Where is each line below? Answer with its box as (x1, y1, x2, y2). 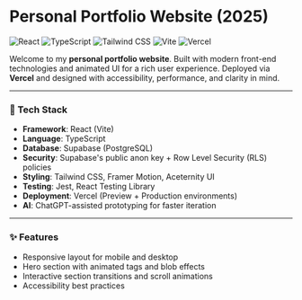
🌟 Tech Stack (9, 103, 68, 116)
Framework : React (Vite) (22, 124, 114, 135)
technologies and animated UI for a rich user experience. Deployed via (9, 63, 271, 74)
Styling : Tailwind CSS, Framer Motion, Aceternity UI (22, 172, 216, 182)
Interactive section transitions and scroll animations (22, 270, 213, 281)
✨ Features (9, 231, 59, 243)
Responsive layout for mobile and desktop (22, 251, 179, 262)
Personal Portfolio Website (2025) (9, 6, 270, 27)
